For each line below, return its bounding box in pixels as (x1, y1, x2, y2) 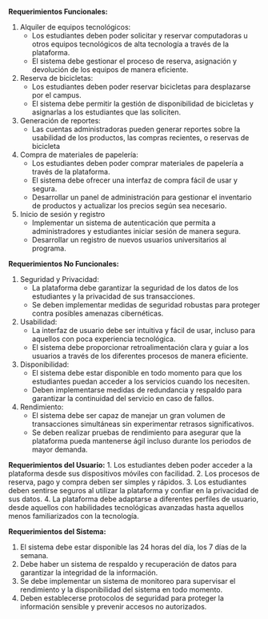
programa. (31, 243, 66, 253)
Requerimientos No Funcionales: (8, 259, 120, 268)
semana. (19, 551, 49, 560)
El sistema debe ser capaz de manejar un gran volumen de (31, 411, 226, 420)
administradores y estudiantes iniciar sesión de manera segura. (31, 227, 242, 235)
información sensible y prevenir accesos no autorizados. (19, 602, 207, 611)
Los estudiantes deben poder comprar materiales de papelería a (31, 159, 244, 167)
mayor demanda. (31, 444, 88, 454)
